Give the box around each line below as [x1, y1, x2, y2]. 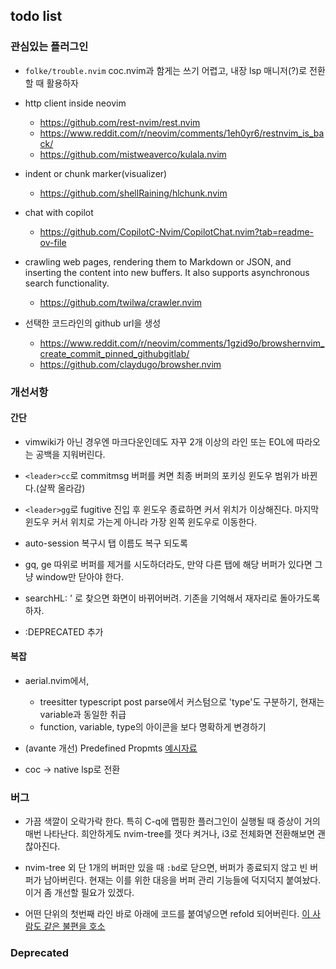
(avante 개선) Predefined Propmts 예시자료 [24, 742, 198, 754]
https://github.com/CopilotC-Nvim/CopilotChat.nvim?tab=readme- [39, 225, 314, 238]
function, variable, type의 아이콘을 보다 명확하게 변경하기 [39, 721, 267, 733]
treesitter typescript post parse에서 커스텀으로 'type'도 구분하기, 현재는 [39, 696, 325, 708]
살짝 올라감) [38, 482, 86, 494]
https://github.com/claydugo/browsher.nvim [39, 358, 222, 370]
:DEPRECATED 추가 [24, 625, 104, 638]
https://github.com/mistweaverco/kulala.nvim [39, 148, 227, 160]
